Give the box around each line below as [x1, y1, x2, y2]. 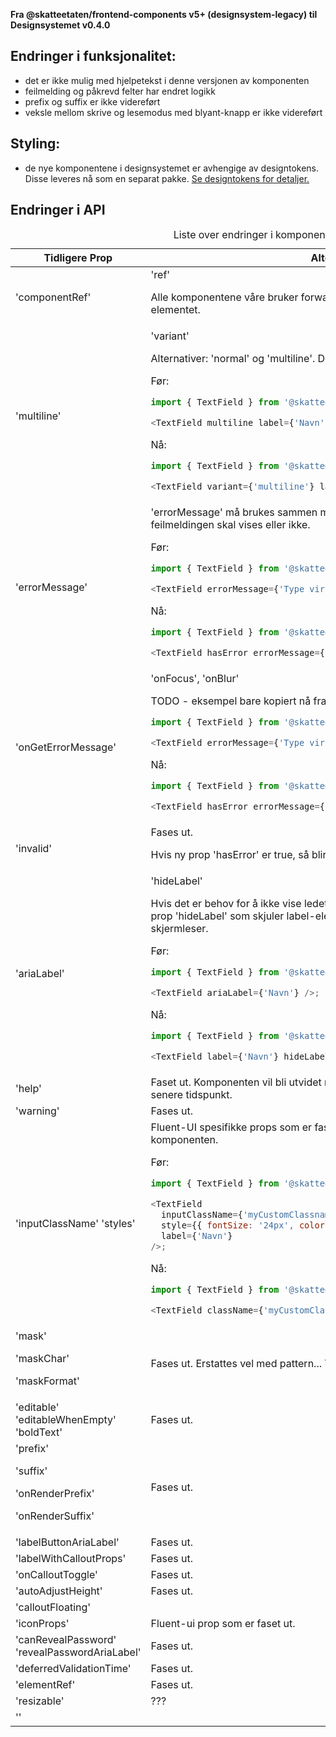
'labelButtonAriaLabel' [15, 1535, 120, 1549]
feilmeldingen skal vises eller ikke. [150, 518, 311, 532]
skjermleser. [150, 922, 209, 936]
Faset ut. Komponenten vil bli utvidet [150, 1075, 322, 1089]
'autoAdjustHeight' [15, 1584, 103, 1598]
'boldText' [15, 1425, 63, 1439]
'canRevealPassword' [15, 1633, 117, 1647]
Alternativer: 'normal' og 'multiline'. [150, 352, 316, 366]
